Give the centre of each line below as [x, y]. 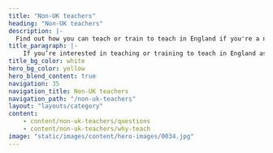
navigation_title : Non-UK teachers [69, 91]
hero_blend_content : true [52, 76]
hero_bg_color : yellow [47, 69]
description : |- [36, 31]
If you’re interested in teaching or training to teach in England [139, 53]
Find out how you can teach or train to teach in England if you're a [138, 38]
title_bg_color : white [47, 62]
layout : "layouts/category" [56, 106]
